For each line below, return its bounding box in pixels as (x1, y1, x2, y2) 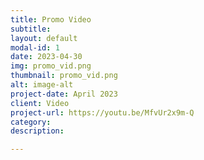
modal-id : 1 (10, 42, 60, 53)
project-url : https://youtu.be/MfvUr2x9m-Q (10, 107, 195, 118)
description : (10, 126, 65, 136)
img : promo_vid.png (10, 61, 92, 71)
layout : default (10, 33, 78, 43)
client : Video (10, 98, 70, 108)
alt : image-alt (10, 80, 74, 90)
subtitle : (10, 24, 52, 34)
